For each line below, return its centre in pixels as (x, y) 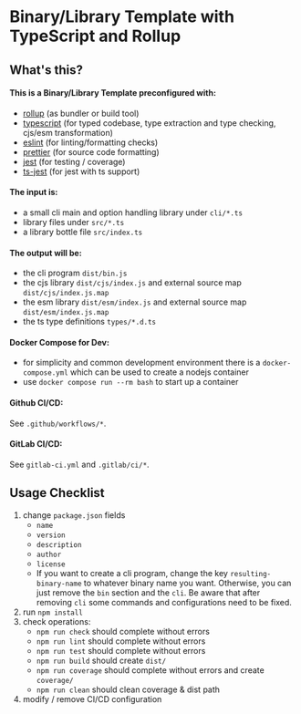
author (49, 554)
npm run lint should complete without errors (121, 641)
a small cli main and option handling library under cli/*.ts (133, 212)
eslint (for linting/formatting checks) (90, 142)
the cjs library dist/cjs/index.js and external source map (132, 283)
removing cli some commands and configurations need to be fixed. (164, 602)
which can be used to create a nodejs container (159, 372)
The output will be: (46, 253)
